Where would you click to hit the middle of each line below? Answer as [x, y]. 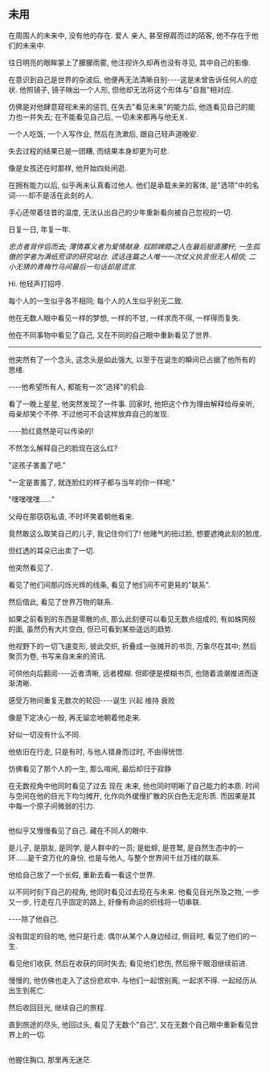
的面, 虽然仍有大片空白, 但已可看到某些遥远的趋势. [91, 629]
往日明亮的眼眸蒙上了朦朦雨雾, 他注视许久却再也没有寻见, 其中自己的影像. [129, 62]
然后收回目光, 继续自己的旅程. [57, 1008]
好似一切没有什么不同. [45, 734]
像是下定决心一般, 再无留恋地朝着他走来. [75, 717]
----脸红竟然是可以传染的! [51, 431]
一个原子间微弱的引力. [59, 806]
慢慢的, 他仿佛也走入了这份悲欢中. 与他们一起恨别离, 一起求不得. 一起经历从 [133, 980]
